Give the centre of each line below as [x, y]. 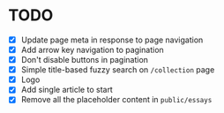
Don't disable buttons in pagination [85, 60]
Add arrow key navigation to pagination [92, 50]
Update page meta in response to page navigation [112, 40]
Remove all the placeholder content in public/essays [116, 100]
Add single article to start [67, 90]
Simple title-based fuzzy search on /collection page [118, 70]
